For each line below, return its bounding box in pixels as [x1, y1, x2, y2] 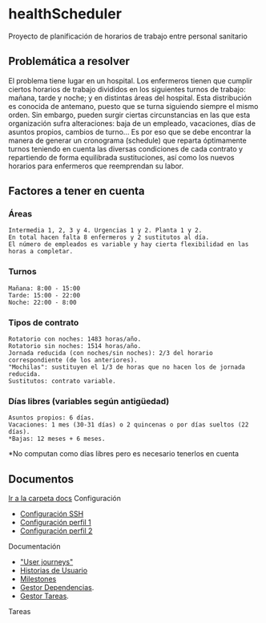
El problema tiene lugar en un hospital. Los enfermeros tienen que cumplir [8, 75, 253, 85]
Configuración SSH [19, 509, 84, 519]
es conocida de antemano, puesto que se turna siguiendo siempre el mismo [8, 101, 259, 111]
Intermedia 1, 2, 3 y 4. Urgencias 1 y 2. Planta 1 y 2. [8, 226, 203, 235]
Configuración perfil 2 [19, 526, 93, 536]
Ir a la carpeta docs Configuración [8, 494, 122, 504]
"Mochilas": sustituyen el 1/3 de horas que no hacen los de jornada [8, 363, 246, 371]
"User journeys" [19, 557, 74, 567]
